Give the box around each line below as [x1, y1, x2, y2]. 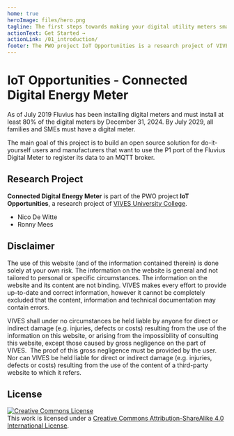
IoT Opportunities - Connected [7, 72, 188, 88]
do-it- [201, 138, 218, 147]
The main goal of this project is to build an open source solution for [7, 138, 200, 147]
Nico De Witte [17, 213, 58, 221]
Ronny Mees [17, 220, 54, 228]
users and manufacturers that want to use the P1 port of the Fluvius [32, 145, 226, 154]
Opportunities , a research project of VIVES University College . [7, 199, 188, 207]
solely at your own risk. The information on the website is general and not [7, 266, 218, 275]
